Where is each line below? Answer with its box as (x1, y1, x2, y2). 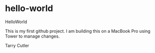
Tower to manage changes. (5, 33, 60, 39)
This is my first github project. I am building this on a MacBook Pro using (5, 28, 151, 34)
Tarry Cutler (5, 42, 29, 48)
